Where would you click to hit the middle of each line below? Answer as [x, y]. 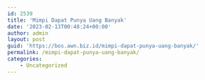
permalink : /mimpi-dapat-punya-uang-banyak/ [73, 53]
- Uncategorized [44, 65]
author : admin [28, 33]
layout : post [26, 40]
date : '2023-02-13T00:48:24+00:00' [59, 26]
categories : [25, 59]
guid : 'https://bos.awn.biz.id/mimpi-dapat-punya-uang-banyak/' [103, 46]
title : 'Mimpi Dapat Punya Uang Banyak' [67, 20]
